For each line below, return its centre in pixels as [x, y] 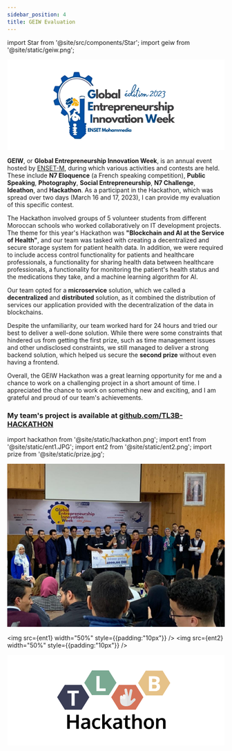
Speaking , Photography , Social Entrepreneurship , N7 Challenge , [101, 183]
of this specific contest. [41, 205]
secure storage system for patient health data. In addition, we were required [115, 248]
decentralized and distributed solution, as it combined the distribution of [112, 298]
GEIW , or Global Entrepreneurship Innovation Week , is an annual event [110, 161]
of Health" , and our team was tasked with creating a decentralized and [108, 240]
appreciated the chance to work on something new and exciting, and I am [112, 391]
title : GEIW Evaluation [41, 22]
